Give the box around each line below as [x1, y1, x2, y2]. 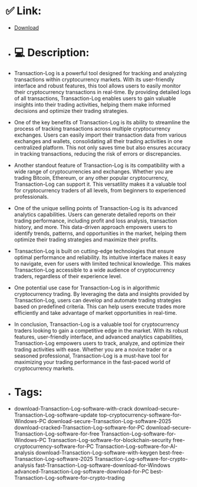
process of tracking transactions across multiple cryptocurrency [14, 125, 170, 132]
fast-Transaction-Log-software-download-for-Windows [35, 462, 170, 469]
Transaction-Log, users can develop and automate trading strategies [14, 296, 181, 304]
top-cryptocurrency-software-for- [98, 411, 182, 418]
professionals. [14, 193, 49, 200]
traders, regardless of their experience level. [14, 272, 122, 279]
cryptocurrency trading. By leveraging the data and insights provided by [14, 290, 189, 297]
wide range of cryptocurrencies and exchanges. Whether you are [14, 167, 173, 175]
